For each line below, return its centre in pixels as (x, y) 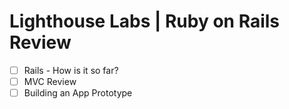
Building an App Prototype (78, 93)
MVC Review (50, 81)
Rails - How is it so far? (71, 70)
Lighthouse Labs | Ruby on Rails (145, 21)
